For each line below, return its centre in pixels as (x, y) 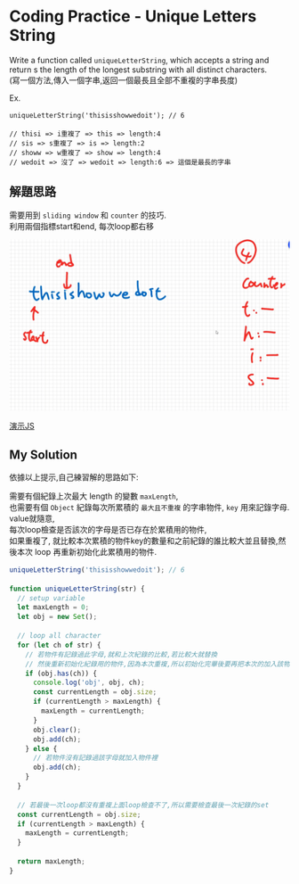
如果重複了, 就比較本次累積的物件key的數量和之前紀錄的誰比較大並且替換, (144, 541)
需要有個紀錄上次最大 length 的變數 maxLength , (94, 496)
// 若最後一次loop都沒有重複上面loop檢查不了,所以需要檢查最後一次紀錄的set (143, 805)
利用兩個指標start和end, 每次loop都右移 (81, 226)
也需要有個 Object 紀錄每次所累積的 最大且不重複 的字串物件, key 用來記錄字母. (149, 507)
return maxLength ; (52, 862)
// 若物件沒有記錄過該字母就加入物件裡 (95, 758)
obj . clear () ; (57, 730)
